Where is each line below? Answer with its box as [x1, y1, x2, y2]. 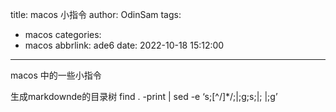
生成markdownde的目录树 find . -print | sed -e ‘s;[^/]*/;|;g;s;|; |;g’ [10, 91, 278, 102]
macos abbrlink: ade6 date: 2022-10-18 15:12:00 [24, 39, 225, 51]
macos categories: [24, 29, 102, 40]
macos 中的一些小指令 [10, 69, 102, 81]
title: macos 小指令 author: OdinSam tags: [10, 9, 182, 20]
